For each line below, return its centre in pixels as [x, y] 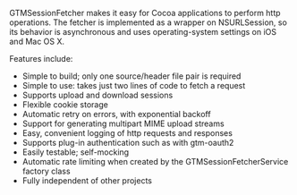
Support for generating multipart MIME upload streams [123, 123]
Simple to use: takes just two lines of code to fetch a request [134, 85]
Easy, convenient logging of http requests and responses [127, 133]
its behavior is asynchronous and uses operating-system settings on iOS [143, 32]
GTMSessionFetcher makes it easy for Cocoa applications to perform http [145, 13]
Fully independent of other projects [87, 181]
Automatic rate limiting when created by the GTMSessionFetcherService [155, 161]
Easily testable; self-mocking [76, 152]
